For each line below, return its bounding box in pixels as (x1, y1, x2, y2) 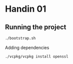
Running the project (5, 23, 67, 31)
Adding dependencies (5, 44, 50, 50)
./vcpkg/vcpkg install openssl (5, 54, 69, 59)
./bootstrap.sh (5, 36, 36, 41)
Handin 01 (5, 3, 46, 15)
